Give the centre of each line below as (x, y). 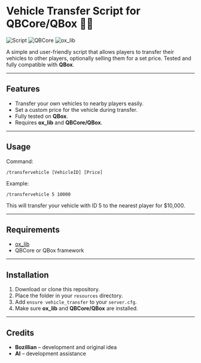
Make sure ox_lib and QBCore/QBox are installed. (76, 309)
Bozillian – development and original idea (66, 347)
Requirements (33, 229)
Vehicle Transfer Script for (73, 11)
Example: (18, 183)
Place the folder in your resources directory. (69, 296)
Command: (20, 161)
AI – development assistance (51, 353)
